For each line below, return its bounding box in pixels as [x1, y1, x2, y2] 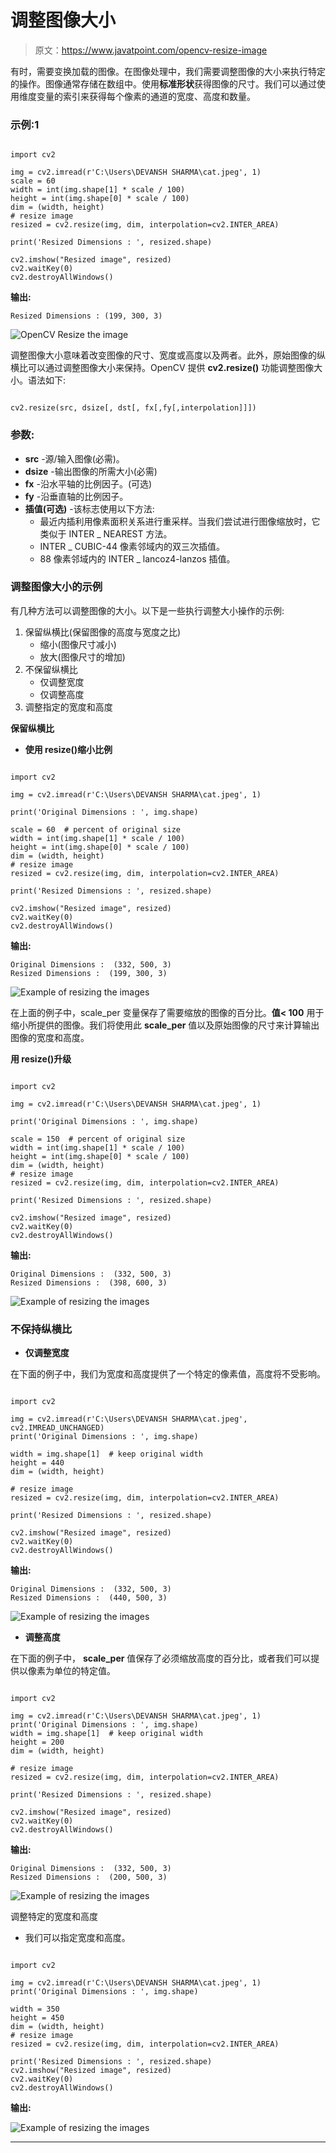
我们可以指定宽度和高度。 [24, 1932, 131, 1944]
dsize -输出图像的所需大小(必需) [24, 465, 158, 477]
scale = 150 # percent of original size [10, 1134, 186, 1144]
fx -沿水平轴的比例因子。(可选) [24, 477, 153, 490]
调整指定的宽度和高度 [24, 701, 113, 713]
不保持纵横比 [10, 1322, 73, 1336]
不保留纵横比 [24, 663, 78, 675]
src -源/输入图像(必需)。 [24, 452, 125, 465]
